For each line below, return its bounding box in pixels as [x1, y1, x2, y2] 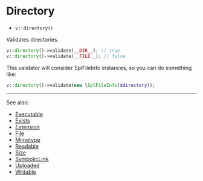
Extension [14, 123, 40, 130]
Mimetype [14, 136, 40, 143]
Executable [14, 110, 43, 118]
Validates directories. [6, 36, 59, 43]
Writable [14, 168, 36, 176]
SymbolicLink [14, 155, 49, 162]
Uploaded [14, 162, 40, 169]
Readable [14, 142, 39, 150]
